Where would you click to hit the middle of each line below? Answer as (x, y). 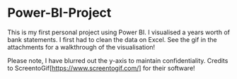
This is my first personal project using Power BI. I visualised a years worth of (118, 32)
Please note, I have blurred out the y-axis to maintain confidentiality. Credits (118, 60)
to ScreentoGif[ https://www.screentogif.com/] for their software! (102, 68)
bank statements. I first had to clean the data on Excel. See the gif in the (112, 39)
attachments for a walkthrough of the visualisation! (81, 47)
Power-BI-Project (59, 13)
